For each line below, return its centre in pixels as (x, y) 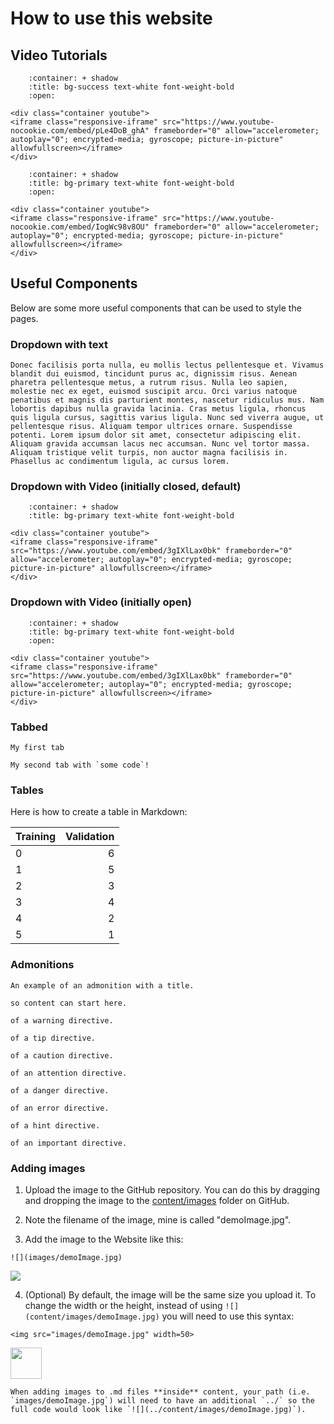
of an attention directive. (69, 1073)
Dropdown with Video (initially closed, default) (126, 487)
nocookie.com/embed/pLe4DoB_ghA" (80, 131)
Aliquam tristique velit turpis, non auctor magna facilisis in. (149, 453)
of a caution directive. (62, 1055)
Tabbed (29, 727)
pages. (24, 318)
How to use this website (111, 18)
